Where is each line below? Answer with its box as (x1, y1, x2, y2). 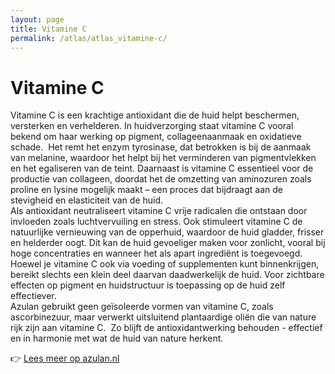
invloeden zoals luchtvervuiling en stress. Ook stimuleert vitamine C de (10, 216, 303, 228)
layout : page (10, 14, 65, 25)
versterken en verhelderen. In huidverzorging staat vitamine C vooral (10, 120, 294, 132)
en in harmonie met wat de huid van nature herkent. (10, 332, 224, 345)
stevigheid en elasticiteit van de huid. (10, 194, 164, 206)
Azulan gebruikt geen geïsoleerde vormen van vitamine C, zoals (10, 301, 274, 313)
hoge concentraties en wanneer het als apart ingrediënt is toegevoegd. (10, 247, 303, 260)
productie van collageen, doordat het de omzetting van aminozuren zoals (10, 173, 312, 185)
